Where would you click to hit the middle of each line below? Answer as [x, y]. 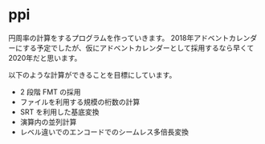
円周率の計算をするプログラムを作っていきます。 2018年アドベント [119, 38]
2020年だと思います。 [45, 58]
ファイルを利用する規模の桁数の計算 [80, 102]
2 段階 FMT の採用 [51, 92]
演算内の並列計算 [48, 122]
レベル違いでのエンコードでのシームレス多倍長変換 [104, 132]
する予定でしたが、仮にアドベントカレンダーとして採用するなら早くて [139, 48]
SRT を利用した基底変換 [59, 112]
